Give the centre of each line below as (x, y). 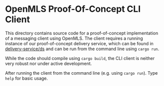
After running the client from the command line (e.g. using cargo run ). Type (82, 73)
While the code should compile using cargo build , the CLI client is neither (80, 58)
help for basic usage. (27, 78)
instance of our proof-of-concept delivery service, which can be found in (79, 43)
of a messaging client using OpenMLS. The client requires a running (74, 38)
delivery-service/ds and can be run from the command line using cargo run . (82, 49)
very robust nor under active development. (49, 63)
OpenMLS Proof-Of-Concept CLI (73, 9)
